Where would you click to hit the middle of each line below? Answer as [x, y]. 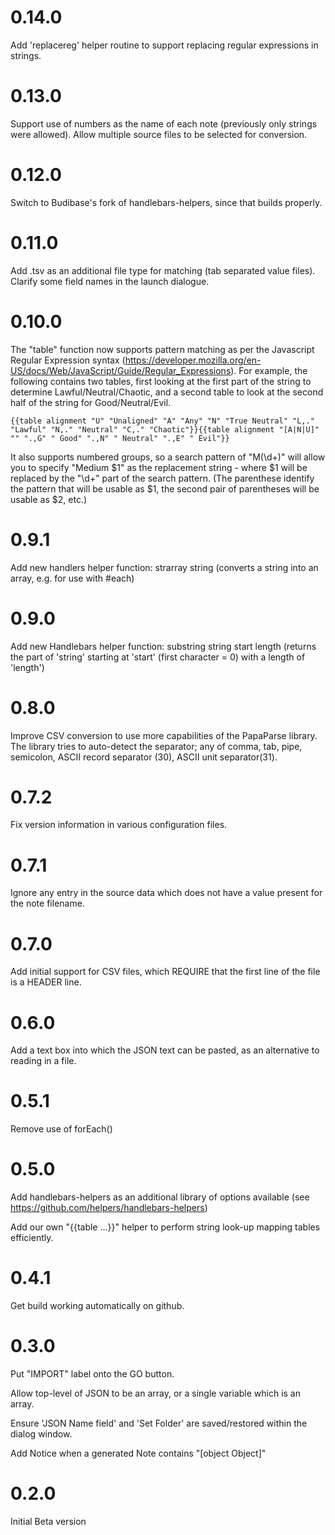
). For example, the [269, 370]
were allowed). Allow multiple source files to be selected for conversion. [159, 134]
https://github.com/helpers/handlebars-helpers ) [109, 1208]
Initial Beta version [48, 1521]
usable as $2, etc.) [49, 499]
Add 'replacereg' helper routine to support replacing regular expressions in [164, 45]
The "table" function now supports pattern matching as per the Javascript [162, 349]
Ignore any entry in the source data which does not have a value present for [166, 893]
